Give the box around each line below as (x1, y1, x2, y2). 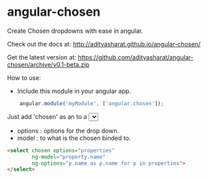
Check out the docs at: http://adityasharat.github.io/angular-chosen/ (7, 40, 201, 48)
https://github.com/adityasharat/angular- (78, 53, 194, 61)
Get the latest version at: (7, 53, 77, 61)
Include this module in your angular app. (16, 87, 132, 95)
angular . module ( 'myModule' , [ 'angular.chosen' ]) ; (19, 100, 165, 107)
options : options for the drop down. (16, 126, 119, 135)
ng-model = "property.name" (32, 153, 106, 161)
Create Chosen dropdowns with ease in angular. (7, 27, 143, 35)
